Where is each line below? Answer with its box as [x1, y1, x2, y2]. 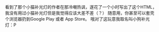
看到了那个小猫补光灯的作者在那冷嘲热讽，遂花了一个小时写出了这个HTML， [5, 4, 157, 10]
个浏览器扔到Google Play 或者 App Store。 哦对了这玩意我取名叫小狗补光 [5, 16, 150, 21]
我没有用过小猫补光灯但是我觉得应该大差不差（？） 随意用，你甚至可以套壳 [5, 10, 155, 16]
